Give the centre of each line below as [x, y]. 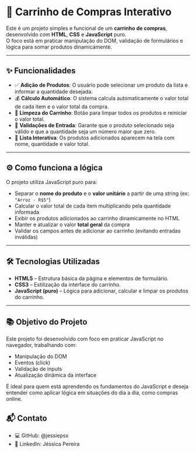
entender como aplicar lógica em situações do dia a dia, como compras [92, 393]
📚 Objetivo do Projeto [47, 322]
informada [27, 212]
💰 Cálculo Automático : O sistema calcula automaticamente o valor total [101, 98]
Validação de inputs [38, 369]
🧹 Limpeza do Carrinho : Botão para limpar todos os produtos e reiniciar [101, 113]
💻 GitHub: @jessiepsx [41, 435]
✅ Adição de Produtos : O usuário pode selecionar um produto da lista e [101, 85]
